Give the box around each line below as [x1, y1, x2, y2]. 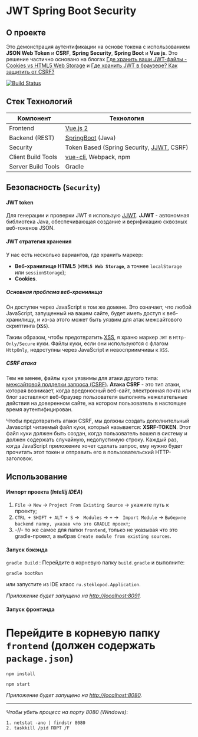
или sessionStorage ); [14, 269, 66, 276]
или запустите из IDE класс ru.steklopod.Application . [6, 581, 141, 588]
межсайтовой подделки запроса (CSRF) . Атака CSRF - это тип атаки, [6, 381, 181, 388]
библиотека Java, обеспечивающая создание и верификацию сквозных [6, 218, 187, 225]
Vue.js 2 [65, 124, 88, 132]
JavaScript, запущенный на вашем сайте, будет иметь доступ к [6, 309, 166, 316]
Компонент [17, 114, 51, 122]
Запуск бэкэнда [6, 546, 48, 553]
